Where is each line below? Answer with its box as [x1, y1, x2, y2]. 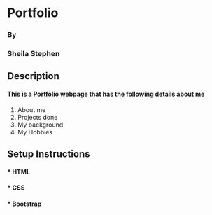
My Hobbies [17, 127, 53, 136]
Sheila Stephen [7, 49, 60, 59]
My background [17, 120, 64, 129]
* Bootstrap [7, 200, 42, 208]
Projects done [17, 113, 58, 121]
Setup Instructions [7, 148, 90, 160]
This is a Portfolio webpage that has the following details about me [7, 90, 205, 99]
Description [7, 70, 59, 82]
